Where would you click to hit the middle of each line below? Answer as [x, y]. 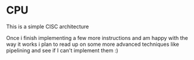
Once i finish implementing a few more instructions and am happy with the [97, 38]
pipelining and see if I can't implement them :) [62, 50]
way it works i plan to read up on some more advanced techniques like [93, 44]
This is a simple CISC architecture [48, 26]
